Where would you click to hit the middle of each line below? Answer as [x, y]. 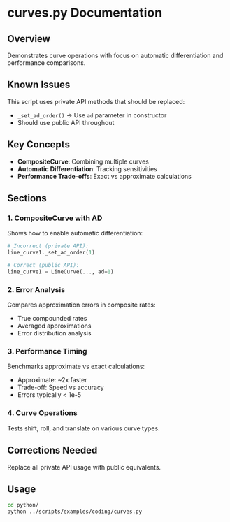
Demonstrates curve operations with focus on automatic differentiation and [115, 55]
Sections [27, 198]
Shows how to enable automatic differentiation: [75, 233]
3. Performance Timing [47, 351]
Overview [29, 39]
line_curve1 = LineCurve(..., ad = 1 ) [60, 271]
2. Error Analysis [36, 289]
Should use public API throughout [66, 122]
